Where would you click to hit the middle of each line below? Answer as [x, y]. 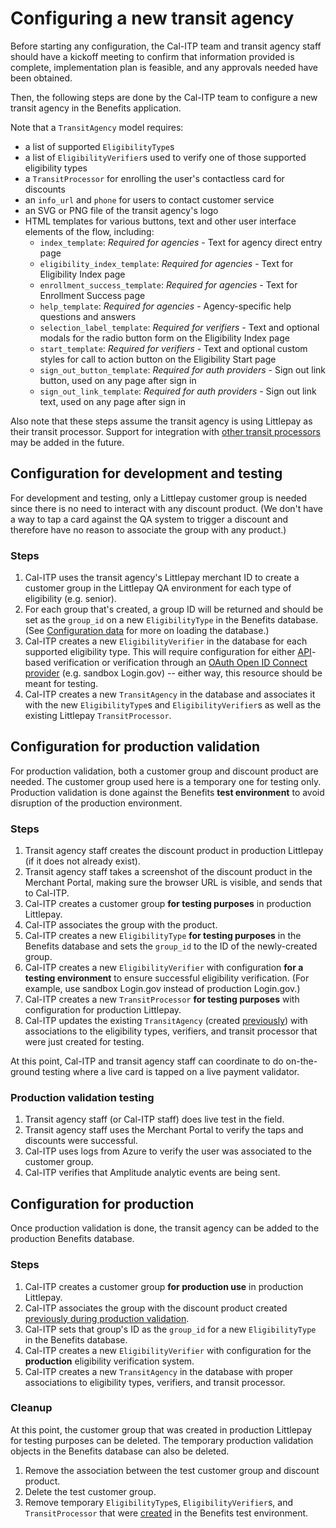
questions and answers [88, 316]
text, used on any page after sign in [112, 401]
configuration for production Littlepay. [103, 1010]
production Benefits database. [72, 1239]
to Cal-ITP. [47, 893]
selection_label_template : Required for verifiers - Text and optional [179, 327]
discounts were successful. [81, 1141]
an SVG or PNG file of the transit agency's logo [121, 210]
